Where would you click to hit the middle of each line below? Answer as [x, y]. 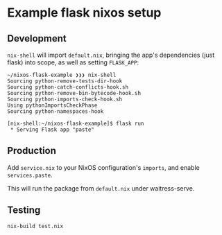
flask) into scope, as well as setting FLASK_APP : [73, 62]
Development [37, 38]
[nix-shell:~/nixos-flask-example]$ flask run [76, 123]
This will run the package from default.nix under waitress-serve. [101, 188]
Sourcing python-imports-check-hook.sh [65, 99]
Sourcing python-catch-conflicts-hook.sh [68, 87]
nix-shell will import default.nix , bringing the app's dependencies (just [111, 55]
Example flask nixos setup [84, 13]
